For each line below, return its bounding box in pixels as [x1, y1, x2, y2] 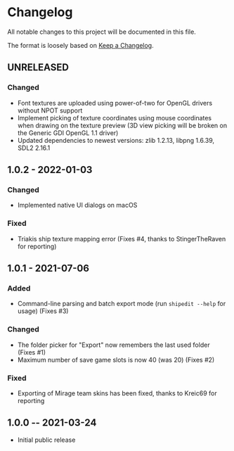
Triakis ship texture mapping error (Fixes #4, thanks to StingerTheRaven [17, 234, 226, 243]
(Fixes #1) [17, 348, 46, 356]
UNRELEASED [7, 61, 69, 74]
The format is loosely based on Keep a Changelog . [7, 41, 154, 49]
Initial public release [17, 436, 76, 444]
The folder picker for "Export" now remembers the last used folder [17, 341, 210, 349]
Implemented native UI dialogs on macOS [17, 201, 138, 210]
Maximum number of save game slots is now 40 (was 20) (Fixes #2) [17, 355, 215, 364]
